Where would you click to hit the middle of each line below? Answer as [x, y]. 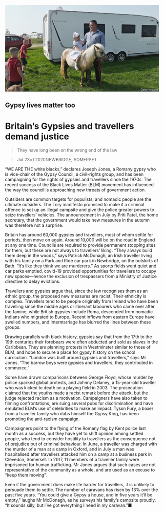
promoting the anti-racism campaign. [42, 419]
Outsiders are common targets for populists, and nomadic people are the [78, 199]
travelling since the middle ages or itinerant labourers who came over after [80, 306]
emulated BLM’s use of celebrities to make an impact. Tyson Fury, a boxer [79, 408]
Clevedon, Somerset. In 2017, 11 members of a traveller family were [72, 459]
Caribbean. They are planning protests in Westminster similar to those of [78, 347]
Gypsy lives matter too [40, 105]
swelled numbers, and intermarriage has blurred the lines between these [78, 322]
